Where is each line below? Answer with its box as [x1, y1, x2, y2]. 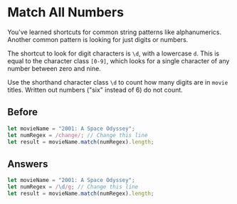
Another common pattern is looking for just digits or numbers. [7, 35, 189, 43]
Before [7, 106, 38, 118]
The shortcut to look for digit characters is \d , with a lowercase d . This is [7, 49, 219, 58]
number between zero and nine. [7, 64, 101, 73]
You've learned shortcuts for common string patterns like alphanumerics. [7, 28, 222, 36]
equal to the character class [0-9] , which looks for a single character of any [7, 56, 230, 65]
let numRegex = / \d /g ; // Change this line [7, 183, 139, 190]
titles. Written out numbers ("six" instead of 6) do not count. [7, 85, 183, 94]
